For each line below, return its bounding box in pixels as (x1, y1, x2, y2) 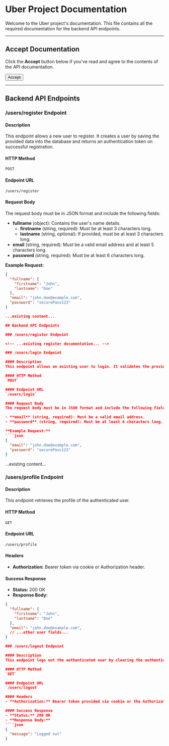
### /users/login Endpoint (5, 350, 62, 356)
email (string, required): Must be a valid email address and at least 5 (12, 241, 154, 247)
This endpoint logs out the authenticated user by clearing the (5, 658, 143, 663)
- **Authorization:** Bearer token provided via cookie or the (5, 699, 141, 704)
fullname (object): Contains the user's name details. (12, 220, 121, 226)
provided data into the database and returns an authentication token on (5, 138, 153, 144)
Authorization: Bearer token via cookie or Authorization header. (12, 564, 145, 570)
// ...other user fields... (10, 630, 69, 635)
